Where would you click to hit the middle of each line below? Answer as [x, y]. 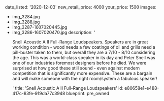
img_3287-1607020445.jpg [40, 27]
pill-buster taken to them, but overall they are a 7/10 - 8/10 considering [84, 52]
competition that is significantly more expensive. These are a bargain [82, 73]
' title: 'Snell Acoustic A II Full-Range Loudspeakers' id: [68, 88]
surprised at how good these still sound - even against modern [76, 68]
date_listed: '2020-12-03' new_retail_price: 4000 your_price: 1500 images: [81, 7]
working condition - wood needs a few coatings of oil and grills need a [84, 47]
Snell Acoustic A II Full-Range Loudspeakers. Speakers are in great [80, 42]
